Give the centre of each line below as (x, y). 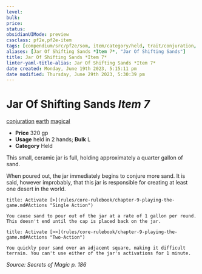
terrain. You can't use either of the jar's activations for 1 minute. (99, 253)
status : (16, 29)
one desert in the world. (36, 189)
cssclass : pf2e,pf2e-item (39, 40)
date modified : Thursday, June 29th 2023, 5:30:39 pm (76, 74)
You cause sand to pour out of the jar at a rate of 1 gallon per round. (102, 216)
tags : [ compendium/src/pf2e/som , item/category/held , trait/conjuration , (102, 46)
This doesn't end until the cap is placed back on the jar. (84, 222)
